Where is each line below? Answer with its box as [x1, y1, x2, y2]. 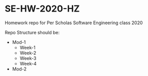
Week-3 [19, 55, 37, 61]
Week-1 [19, 44, 36, 50]
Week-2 [19, 50, 37, 56]
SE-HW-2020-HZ [5, 3, 80, 15]
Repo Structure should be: [5, 29, 60, 35]
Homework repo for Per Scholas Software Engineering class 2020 [5, 20, 143, 26]
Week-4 [19, 60, 37, 66]
